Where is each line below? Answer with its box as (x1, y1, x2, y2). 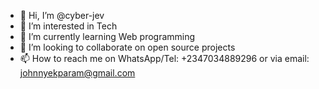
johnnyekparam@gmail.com (19, 67, 136, 79)
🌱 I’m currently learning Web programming (19, 31, 196, 42)
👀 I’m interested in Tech (19, 20, 118, 32)
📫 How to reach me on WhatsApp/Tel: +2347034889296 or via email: (19, 53, 310, 64)
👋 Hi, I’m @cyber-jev (19, 10, 105, 21)
